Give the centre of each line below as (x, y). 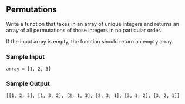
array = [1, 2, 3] (28, 69)
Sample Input (26, 56)
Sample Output (28, 83)
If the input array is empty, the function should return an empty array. (90, 41)
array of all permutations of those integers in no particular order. (84, 30)
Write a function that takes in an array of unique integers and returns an (93, 24)
